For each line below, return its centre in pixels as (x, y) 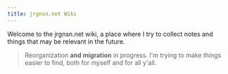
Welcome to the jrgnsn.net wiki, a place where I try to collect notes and (110, 34)
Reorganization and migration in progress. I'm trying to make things (123, 55)
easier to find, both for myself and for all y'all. (90, 62)
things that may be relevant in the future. (66, 41)
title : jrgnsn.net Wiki (42, 14)
